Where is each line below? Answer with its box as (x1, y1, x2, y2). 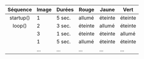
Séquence (7, 6, 32, 13)
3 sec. (56, 22, 71, 29)
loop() (12, 22, 27, 29)
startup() (9, 15, 31, 21)
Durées (56, 6, 74, 13)
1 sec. (56, 30, 71, 37)
